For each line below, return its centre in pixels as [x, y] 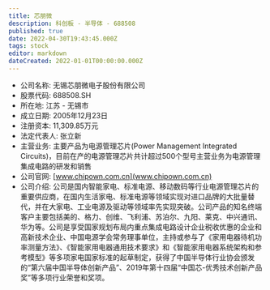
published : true [36, 31]
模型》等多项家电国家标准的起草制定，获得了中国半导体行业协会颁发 [141, 257]
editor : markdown [38, 53]
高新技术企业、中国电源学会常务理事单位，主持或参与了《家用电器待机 [137, 237]
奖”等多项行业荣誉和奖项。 [64, 277]
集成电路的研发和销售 [56, 166]
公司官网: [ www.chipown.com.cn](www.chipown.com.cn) [116, 176]
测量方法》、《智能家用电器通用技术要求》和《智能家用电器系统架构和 [141, 247]
